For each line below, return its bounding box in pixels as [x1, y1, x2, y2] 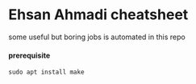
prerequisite [8, 50, 51, 60]
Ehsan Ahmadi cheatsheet [8, 6, 189, 24]
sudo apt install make [8, 68, 85, 77]
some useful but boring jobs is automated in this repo [8, 32, 186, 42]
